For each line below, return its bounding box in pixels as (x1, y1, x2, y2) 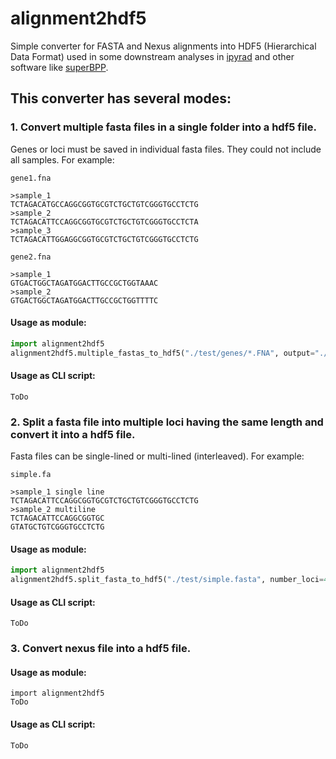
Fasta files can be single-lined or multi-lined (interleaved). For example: (10, 450, 305, 462)
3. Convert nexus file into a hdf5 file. (10, 642, 192, 656)
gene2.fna (10, 252, 52, 262)
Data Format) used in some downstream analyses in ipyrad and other (10, 50, 295, 62)
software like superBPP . (10, 61, 109, 73)
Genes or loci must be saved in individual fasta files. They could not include (10, 143, 322, 155)
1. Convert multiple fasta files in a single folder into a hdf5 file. (10, 120, 317, 134)
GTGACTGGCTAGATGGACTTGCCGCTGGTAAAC (10, 278, 159, 288)
